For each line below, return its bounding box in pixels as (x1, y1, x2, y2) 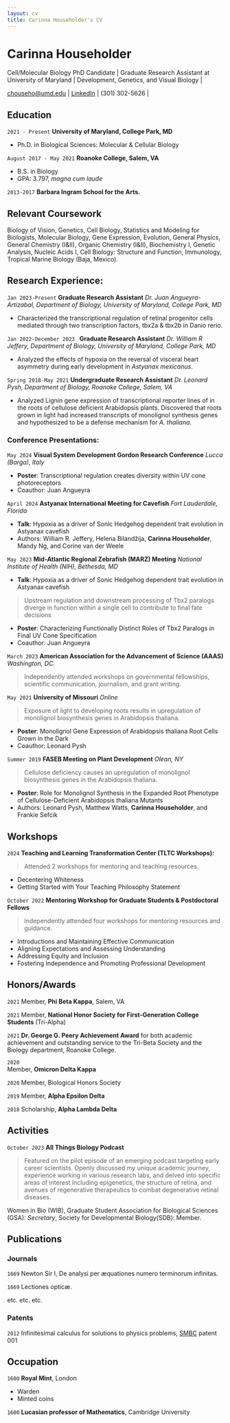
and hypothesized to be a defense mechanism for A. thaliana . (16, 418, 192, 426)
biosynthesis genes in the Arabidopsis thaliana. (23, 776, 158, 784)
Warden (16, 1387, 40, 1396)
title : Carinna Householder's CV (7, 16, 103, 23)
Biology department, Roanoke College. (7, 1045, 117, 1054)
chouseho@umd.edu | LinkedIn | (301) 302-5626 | (7, 89, 150, 97)
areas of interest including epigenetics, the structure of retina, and (23, 1178, 211, 1186)
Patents (7, 1313, 34, 1323)
